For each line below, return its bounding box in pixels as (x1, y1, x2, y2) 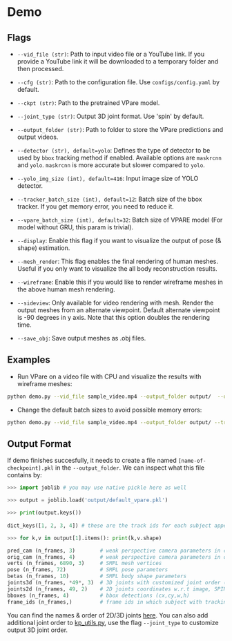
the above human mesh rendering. (17, 285, 115, 294)
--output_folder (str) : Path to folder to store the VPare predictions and (17, 126, 224, 133)
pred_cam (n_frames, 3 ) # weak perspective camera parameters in (7, 547, 221, 554)
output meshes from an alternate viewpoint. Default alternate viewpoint (17, 306, 220, 314)
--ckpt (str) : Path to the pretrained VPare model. (17, 99, 160, 107)
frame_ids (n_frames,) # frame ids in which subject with (7, 598, 202, 605)
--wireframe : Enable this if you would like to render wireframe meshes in (17, 278, 223, 286)
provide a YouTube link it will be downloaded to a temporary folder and (17, 57, 219, 66)
